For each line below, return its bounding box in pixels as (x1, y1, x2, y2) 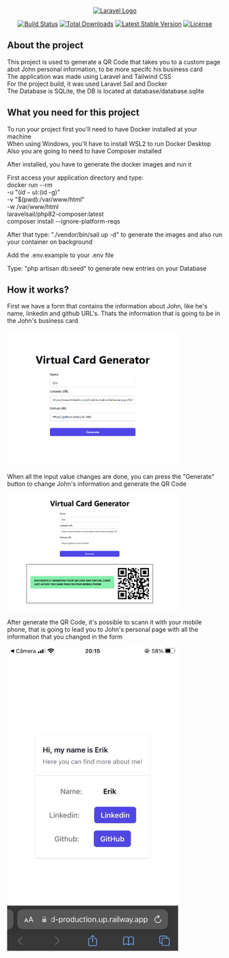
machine (7, 132, 32, 140)
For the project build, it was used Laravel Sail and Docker (7, 79, 167, 88)
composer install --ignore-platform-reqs (7, 217, 121, 225)
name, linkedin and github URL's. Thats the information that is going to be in (7, 309, 221, 318)
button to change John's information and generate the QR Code (7, 480, 187, 488)
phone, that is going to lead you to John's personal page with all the (7, 626, 198, 634)
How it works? (7, 284, 70, 296)
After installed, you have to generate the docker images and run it (7, 160, 192, 168)
